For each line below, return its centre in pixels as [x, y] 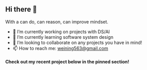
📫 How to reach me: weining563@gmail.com [60, 48]
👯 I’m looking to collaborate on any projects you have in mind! [77, 42]
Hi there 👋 [21, 9]
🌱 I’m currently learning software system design [63, 37]
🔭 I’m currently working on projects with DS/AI [61, 32]
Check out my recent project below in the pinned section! [67, 62]
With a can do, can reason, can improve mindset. [57, 21]
